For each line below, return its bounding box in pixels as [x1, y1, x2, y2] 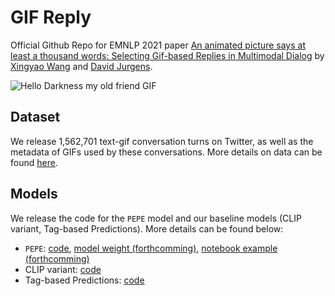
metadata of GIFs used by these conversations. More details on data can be [10, 146, 323, 158]
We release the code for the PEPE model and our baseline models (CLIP [10, 212, 302, 224]
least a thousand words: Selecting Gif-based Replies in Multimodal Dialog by [10, 49, 325, 61]
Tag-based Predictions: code [24, 274, 145, 286]
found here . [10, 156, 58, 168]
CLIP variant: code [24, 263, 102, 275]
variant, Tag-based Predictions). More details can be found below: [10, 222, 284, 235]
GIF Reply [10, 6, 92, 29]
